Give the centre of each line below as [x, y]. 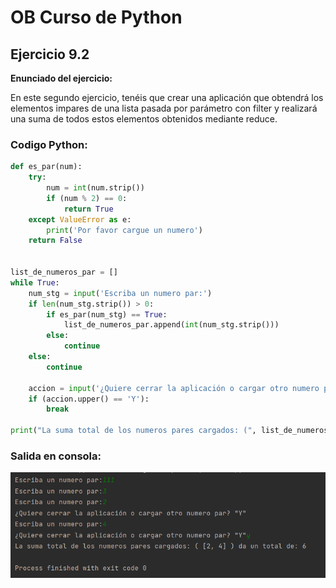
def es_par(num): [46, 167]
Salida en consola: [56, 456]
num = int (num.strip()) [95, 188]
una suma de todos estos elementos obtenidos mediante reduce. [144, 119]
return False [55, 241]
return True [88, 209]
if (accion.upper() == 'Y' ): [89, 399]
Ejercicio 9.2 [50, 54]
